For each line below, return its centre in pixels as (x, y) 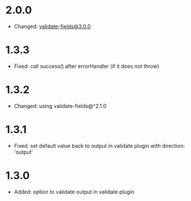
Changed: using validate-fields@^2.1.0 (60, 106)
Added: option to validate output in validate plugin (74, 192)
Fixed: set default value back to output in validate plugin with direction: (99, 145)
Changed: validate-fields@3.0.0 (52, 26)
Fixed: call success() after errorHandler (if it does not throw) (86, 66)
